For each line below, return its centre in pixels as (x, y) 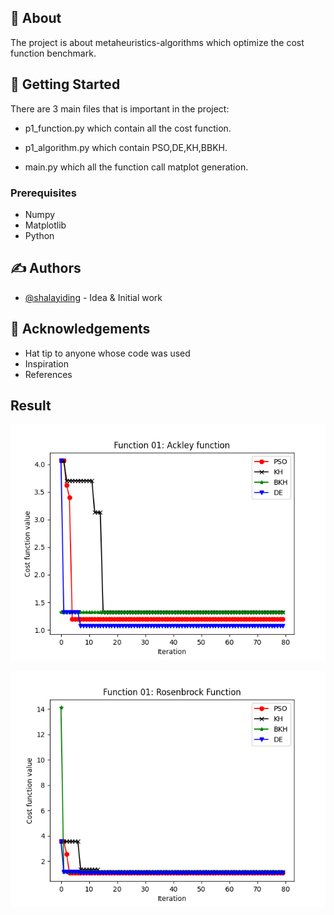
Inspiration (46, 363)
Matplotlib (45, 225)
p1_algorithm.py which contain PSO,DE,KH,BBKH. (126, 147)
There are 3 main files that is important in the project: (120, 108)
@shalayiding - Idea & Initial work (93, 297)
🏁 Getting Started (65, 84)
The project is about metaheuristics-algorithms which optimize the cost (157, 42)
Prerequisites (43, 193)
